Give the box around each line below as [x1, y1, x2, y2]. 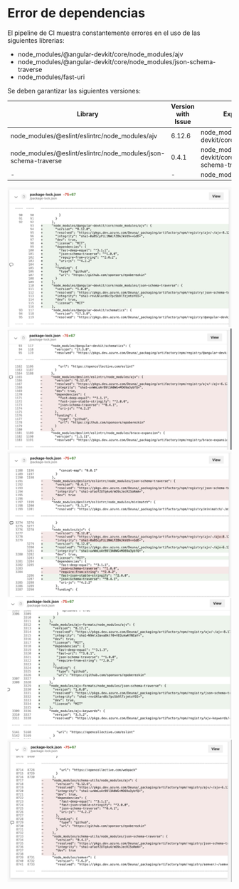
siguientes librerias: [7, 36, 65, 44]
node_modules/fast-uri [17, 73, 85, 81]
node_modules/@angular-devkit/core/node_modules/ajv [17, 50, 184, 58]
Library [77, 110, 99, 118]
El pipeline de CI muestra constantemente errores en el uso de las [7, 29, 201, 37]
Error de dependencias [7, 5, 146, 21]
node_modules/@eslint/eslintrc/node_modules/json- [10, 149, 166, 158]
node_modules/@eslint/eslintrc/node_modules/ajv [10, 132, 158, 140]
